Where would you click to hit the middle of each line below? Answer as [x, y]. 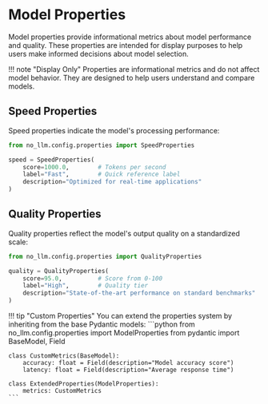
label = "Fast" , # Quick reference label [102, 174]
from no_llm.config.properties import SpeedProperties [102, 145]
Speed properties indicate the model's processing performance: [114, 130]
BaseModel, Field [37, 342]
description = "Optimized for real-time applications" [112, 182]
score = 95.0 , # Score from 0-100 [92, 278]
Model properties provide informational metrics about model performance [130, 37]
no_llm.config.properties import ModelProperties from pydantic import [124, 333]
